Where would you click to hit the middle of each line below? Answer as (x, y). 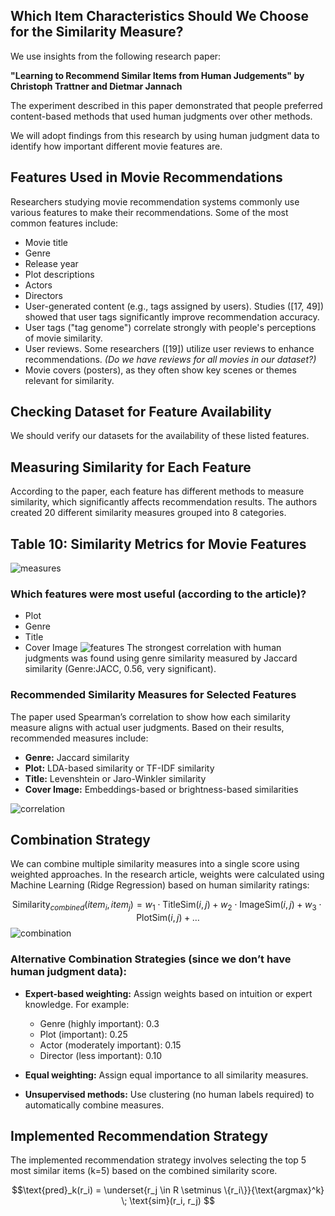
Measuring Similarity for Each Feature (131, 467)
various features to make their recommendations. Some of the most (149, 212)
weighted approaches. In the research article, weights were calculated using (167, 875)
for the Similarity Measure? (97, 32)
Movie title (46, 242)
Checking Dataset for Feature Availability (141, 412)
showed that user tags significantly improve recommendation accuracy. (172, 316)
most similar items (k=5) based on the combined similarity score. (144, 1171)
